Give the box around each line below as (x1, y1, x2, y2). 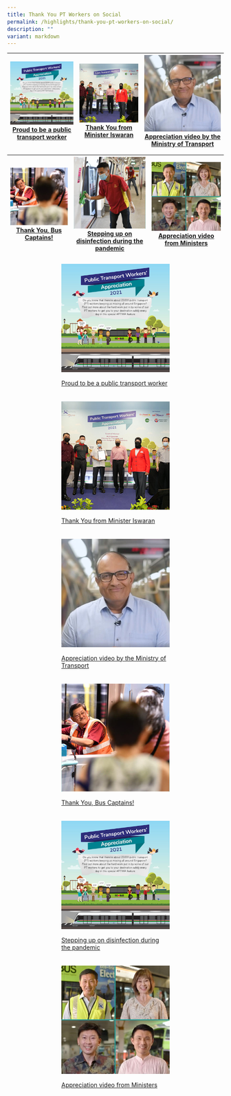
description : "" (7, 25, 54, 32)
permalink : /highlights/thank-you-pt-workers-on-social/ (7, 18, 174, 25)
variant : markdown (7, 33, 60, 40)
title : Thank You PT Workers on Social (7, 11, 122, 18)
